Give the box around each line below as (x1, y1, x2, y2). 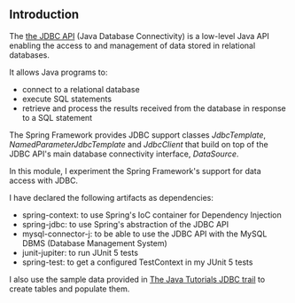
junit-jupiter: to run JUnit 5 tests (21, 247, 139, 258)
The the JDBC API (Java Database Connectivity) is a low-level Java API (9, 30, 270, 41)
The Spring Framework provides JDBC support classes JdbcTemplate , (9, 129, 267, 140)
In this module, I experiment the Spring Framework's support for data (9, 165, 261, 176)
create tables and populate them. (9, 283, 130, 294)
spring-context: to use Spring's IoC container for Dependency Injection (21, 209, 282, 220)
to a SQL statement (21, 112, 93, 123)
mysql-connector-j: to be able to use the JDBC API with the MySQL (21, 228, 268, 239)
